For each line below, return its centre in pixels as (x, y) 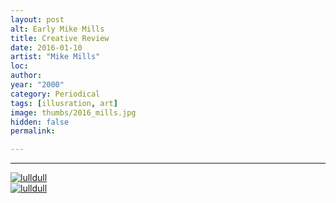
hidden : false (40, 122)
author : (26, 76)
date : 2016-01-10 (46, 47)
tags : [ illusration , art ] (64, 103)
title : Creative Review (60, 38)
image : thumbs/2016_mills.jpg (73, 112)
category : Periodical (55, 94)
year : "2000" (37, 85)
